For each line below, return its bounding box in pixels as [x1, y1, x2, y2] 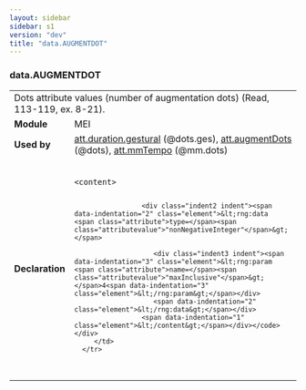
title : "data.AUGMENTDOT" [9, 38, 107, 48]
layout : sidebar [9, 13, 71, 23]
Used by [14, 138, 52, 150]
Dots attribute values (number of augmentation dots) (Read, [14, 91, 270, 104]
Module [14, 118, 48, 130]
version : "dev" [9, 30, 67, 39]
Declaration [14, 262, 66, 274]
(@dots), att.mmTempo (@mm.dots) [74, 143, 229, 156]
